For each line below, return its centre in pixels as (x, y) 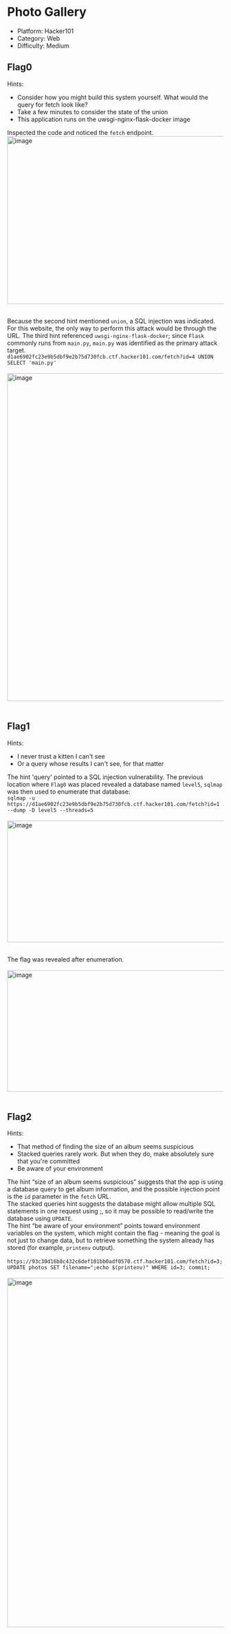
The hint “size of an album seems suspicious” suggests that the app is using (115, 1182)
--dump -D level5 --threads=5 (51, 810)
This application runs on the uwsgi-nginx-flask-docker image (104, 119)
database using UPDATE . (40, 1218)
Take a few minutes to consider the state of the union (92, 112)
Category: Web (38, 38)
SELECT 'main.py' (32, 363)
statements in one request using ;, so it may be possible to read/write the (111, 1211)
